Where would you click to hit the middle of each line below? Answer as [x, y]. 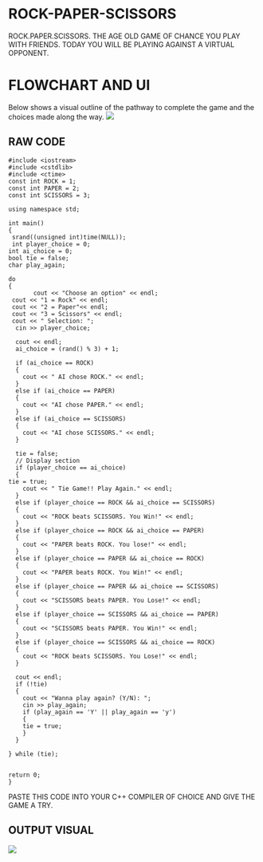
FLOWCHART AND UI [79, 85]
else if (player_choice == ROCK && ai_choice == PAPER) [110, 530]
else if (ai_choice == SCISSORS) [71, 419]
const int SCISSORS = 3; [49, 195]
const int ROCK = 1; [43, 181]
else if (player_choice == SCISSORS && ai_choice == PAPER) [117, 614]
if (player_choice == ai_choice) [71, 468]
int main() [26, 223]
